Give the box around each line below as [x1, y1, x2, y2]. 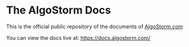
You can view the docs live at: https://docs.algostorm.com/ [6, 34, 150, 41]
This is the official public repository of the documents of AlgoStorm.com [6, 23, 183, 30]
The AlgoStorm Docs [6, 4, 111, 17]
